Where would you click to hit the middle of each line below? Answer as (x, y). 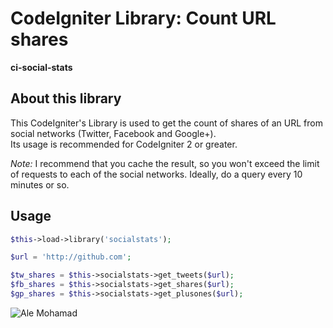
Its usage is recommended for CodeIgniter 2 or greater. (124, 144)
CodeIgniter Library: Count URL (143, 18)
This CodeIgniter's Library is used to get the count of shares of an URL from (166, 123)
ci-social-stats (41, 67)
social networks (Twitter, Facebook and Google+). (113, 133)
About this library (66, 98)
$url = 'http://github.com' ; (71, 257)
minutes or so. (40, 184)
